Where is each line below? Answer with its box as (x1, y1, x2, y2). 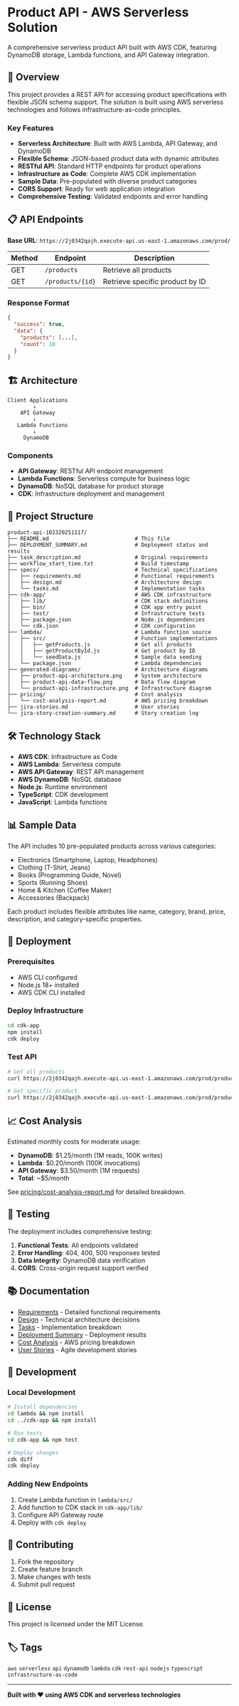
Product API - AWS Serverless (7, 4, 189, 21)
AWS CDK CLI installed (17, 988, 85, 997)
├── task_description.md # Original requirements (7, 554, 208, 561)
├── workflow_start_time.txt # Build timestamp (7, 560, 190, 567)
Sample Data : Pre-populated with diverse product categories (17, 177, 197, 186)
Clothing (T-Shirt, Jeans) (17, 863, 91, 872)
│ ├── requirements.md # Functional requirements (7, 572, 215, 580)
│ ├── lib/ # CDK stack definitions (7, 597, 208, 605)
